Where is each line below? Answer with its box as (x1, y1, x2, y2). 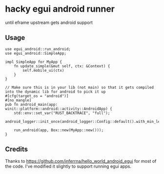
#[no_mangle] (5, 97, 32, 103)
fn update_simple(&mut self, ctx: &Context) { (14, 63, 110, 69)
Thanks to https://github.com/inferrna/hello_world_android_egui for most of (5, 158, 157, 164)
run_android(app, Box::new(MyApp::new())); (14, 128, 104, 133)
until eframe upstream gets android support (5, 19, 93, 25)
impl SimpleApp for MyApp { (5, 59, 62, 64)
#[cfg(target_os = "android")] (5, 94, 69, 98)
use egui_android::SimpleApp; (5, 51, 67, 56)
